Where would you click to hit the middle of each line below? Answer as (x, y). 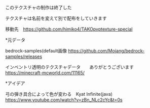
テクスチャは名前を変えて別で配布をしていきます (56, 18)
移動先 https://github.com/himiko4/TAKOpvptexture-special (69, 29)
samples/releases (24, 57)
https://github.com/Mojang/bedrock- (106, 51)
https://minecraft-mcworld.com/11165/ (45, 73)
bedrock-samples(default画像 (36, 51)
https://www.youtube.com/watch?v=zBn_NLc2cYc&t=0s (64, 100)
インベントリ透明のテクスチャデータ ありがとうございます (70, 67)
